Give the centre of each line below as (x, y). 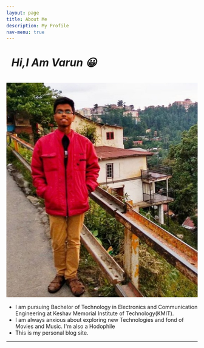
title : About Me (27, 19)
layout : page (23, 13)
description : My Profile (38, 26)
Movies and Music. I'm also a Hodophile (65, 326)
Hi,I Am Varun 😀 (54, 63)
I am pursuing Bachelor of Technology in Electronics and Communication (106, 307)
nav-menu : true (25, 32)
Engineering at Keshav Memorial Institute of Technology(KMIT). (94, 313)
